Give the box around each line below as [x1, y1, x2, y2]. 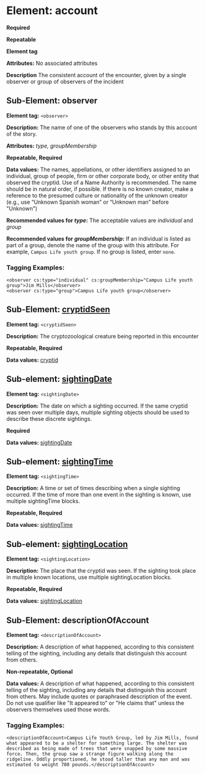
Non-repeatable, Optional [6, 668, 73, 675]
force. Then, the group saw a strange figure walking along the [6, 751, 174, 757]
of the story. [6, 130, 37, 138]
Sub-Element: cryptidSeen [6, 304, 110, 315]
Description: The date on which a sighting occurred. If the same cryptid [6, 402, 188, 409]
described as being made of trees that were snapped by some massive [6, 746, 188, 752]
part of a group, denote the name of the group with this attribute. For [6, 241, 179, 248]
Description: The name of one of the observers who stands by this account [6, 124, 197, 131]
